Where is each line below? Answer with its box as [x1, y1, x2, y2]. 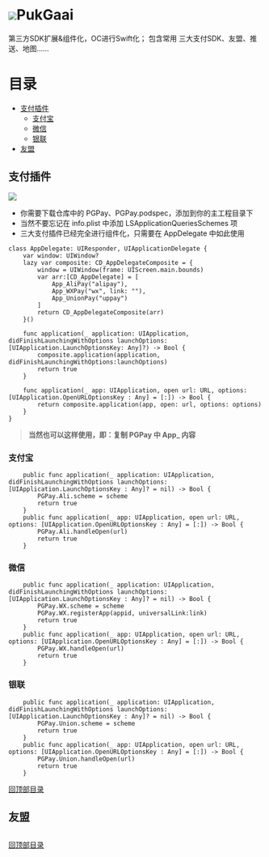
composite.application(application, [37, 351, 161, 359]
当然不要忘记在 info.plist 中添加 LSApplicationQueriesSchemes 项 [19, 218, 238, 228]
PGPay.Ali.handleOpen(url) [37, 527, 128, 535]
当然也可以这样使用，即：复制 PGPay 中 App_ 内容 [27, 429, 196, 439]
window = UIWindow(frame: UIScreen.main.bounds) [37, 266, 204, 274]
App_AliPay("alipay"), [51, 279, 128, 288]
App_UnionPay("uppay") [51, 294, 128, 302]
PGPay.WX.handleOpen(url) [37, 645, 125, 653]
